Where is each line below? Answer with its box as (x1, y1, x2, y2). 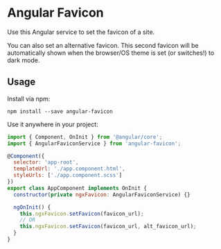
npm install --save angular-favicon (7, 108, 113, 115)
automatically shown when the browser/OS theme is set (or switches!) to (7, 49, 215, 57)
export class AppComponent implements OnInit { (7, 184, 148, 191)
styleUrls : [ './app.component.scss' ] (13, 172, 123, 179)
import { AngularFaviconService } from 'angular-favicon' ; (7, 140, 182, 147)
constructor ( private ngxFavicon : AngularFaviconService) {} (13, 191, 191, 198)
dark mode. (7, 55, 40, 64)
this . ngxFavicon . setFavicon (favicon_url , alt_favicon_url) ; (19, 223, 197, 230)
